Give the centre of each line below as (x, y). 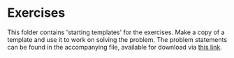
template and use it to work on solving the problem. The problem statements (117, 39)
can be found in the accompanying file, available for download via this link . (115, 47)
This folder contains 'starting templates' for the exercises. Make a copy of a (116, 32)
